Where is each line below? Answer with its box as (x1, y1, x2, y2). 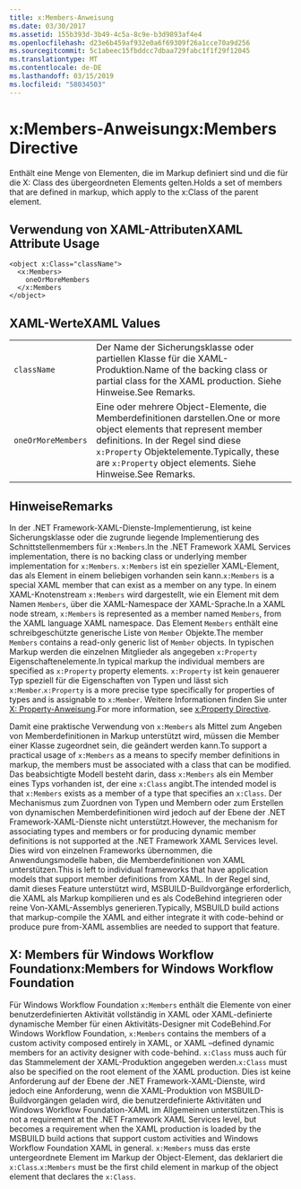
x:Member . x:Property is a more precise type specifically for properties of (9, 684, 275, 695)
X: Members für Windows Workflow (9, 947, 214, 963)
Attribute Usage (9, 235, 100, 251)
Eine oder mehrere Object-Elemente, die (95, 401, 267, 413)
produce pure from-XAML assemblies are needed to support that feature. (9, 921, 280, 932)
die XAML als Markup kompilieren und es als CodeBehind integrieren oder (9, 893, 283, 903)
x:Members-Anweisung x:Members (9, 119, 278, 139)
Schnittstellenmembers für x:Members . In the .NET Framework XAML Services (9, 542, 291, 552)
